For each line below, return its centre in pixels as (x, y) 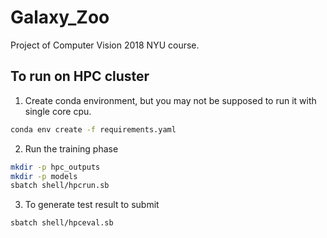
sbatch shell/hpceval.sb (62, 223)
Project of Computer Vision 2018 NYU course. (105, 45)
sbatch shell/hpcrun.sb (60, 186)
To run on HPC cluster (80, 76)
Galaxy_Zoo (60, 17)
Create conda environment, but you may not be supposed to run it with (170, 100)
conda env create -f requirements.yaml (93, 129)
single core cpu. (58, 111)
